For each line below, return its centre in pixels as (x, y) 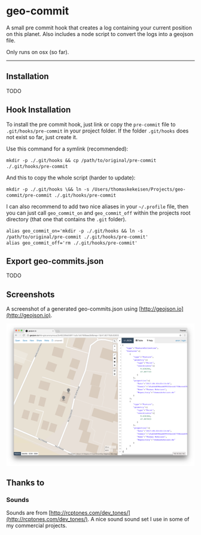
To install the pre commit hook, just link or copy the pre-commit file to (91, 124)
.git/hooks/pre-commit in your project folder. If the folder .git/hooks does (98, 131)
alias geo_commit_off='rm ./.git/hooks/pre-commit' (72, 243)
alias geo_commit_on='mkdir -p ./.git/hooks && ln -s (75, 231)
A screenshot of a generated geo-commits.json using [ (74, 309)
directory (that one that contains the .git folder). (66, 219)
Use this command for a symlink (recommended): (67, 149)
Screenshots (31, 294)
